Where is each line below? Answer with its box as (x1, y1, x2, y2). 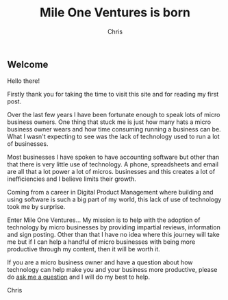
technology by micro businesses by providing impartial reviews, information (7, 223, 220, 232)
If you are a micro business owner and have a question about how (7, 258, 193, 266)
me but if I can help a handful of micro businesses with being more (7, 238, 196, 246)
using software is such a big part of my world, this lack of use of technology (7, 195, 222, 203)
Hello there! (7, 77, 40, 85)
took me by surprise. (7, 203, 66, 211)
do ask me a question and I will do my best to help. (7, 273, 151, 282)
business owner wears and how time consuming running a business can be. (7, 125, 221, 134)
